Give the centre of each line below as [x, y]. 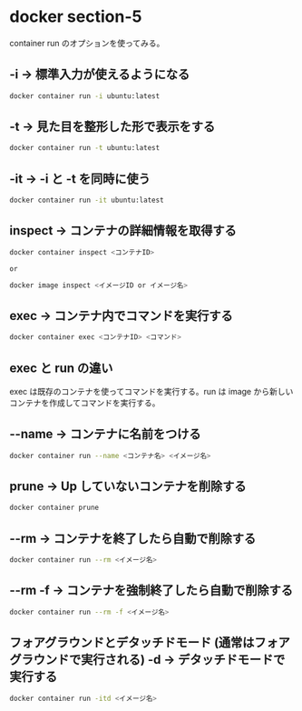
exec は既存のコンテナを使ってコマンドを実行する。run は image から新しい [151, 391]
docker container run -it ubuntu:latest [87, 200]
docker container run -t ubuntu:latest [85, 148]
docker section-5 [76, 17]
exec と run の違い [61, 368]
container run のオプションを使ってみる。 [87, 43]
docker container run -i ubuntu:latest [85, 96]
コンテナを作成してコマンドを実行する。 [85, 403]
